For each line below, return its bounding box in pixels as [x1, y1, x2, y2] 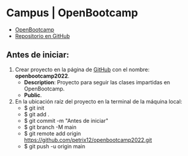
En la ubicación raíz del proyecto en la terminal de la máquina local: [14, 98, 183, 105]
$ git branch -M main [23, 123, 77, 131]
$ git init [23, 104, 45, 111]
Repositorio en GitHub [14, 32, 70, 39]
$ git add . [23, 110, 49, 117]
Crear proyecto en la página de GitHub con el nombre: [14, 66, 149, 73]
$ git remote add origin [23, 129, 81, 137]
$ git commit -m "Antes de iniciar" [23, 117, 108, 124]
